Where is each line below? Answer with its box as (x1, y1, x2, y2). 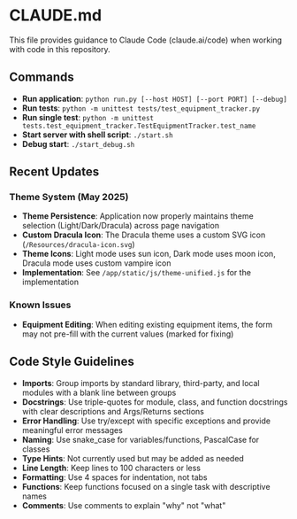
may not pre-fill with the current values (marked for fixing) (21, 329, 234, 339)
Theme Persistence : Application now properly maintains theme (21, 211, 254, 221)
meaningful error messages (21, 424, 124, 435)
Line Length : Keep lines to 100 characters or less (21, 462, 202, 473)
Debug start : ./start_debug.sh (21, 138, 135, 149)
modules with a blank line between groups (21, 387, 177, 398)
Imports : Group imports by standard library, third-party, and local (21, 377, 260, 388)
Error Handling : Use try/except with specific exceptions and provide (21, 415, 271, 426)
